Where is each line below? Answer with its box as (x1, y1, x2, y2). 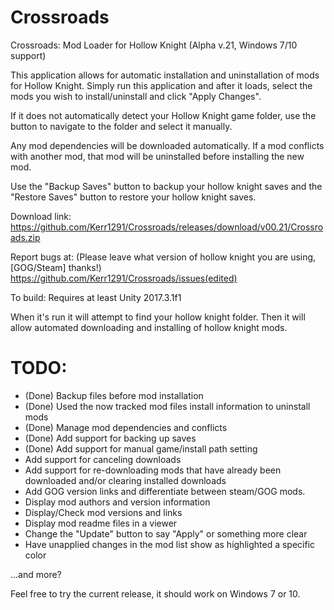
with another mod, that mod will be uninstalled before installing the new (10, 150, 305, 162)
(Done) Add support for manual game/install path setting (24, 442, 258, 455)
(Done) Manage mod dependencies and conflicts (24, 421, 228, 433)
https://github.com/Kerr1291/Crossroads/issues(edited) (10, 272, 238, 284)
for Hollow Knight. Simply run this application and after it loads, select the (10, 79, 313, 91)
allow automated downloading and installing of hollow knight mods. (10, 321, 288, 333)
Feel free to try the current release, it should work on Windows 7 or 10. (10, 587, 301, 600)
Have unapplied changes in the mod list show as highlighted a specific (24, 538, 316, 550)
